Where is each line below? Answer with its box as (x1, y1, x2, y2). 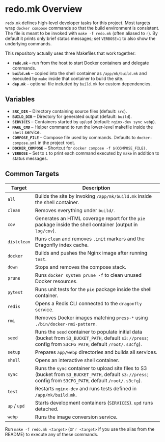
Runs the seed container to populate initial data (35, 328, 142, 335)
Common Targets (5, 170, 59, 178)
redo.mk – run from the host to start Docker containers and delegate (12, 60, 149, 66)
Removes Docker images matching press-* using (35, 314, 148, 321)
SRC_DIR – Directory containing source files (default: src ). (12, 108, 127, 114)
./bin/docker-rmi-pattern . (35, 320, 97, 327)
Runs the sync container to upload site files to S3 (35, 365, 147, 371)
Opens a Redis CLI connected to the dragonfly (35, 300, 142, 307)
